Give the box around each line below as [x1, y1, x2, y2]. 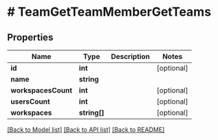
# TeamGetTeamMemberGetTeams [7, 4, 212, 20]
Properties [7, 32, 54, 43]
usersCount [10, 97, 50, 106]
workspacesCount [10, 86, 73, 95]
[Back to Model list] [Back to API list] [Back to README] [7, 126, 165, 134]
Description [111, 52, 150, 61]
